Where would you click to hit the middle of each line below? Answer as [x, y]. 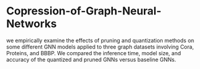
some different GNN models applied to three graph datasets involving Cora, [100, 47]
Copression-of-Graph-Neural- [84, 11]
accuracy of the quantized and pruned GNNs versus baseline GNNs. [91, 59]
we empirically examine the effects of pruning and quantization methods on [100, 40]
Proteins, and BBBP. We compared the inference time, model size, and [94, 53]
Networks [32, 24]
